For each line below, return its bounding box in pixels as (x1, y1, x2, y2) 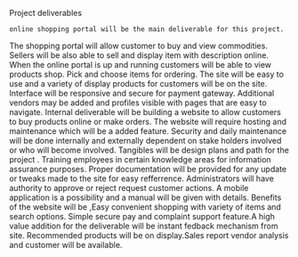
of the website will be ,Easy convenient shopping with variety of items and (9, 202, 282, 212)
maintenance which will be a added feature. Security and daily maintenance (9, 126, 287, 137)
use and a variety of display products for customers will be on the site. (9, 79, 268, 88)
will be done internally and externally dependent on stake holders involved (9, 136, 282, 145)
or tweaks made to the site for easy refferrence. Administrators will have (9, 173, 274, 184)
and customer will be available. (9, 240, 123, 250)
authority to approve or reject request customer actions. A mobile (9, 183, 249, 193)
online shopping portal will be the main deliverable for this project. (9, 25, 285, 34)
